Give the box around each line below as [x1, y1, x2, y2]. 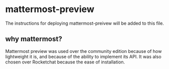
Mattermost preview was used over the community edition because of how [5, 48, 162, 54]
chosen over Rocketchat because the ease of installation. [5, 59, 125, 65]
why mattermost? [5, 35, 62, 43]
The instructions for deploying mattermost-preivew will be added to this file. [5, 20, 164, 26]
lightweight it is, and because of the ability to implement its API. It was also [5, 53, 161, 59]
